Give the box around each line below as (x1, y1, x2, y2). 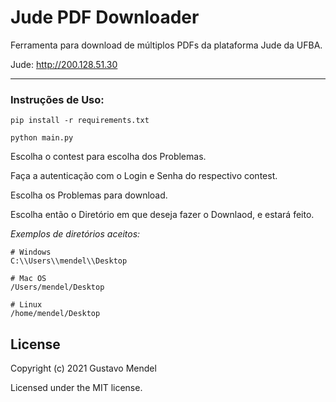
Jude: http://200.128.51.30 (10, 58, 118, 70)
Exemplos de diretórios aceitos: (10, 228, 141, 240)
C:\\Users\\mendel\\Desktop (10, 256, 128, 266)
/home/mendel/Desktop (10, 309, 101, 319)
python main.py (10, 133, 74, 143)
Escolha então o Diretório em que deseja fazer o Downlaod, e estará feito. (10, 209, 315, 221)
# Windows (10, 247, 52, 258)
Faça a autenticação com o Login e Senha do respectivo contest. (10, 170, 278, 182)
